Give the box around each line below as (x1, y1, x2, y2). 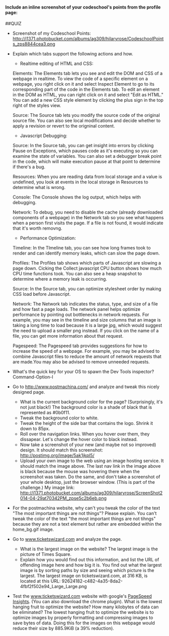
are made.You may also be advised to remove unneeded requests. (12, 359, 150, 365)
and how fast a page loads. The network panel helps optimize (12, 306, 141, 312)
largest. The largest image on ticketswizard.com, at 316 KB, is (20, 573, 148, 579)
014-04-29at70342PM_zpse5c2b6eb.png (20, 495, 107, 501)
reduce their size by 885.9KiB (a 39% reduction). (12, 625, 114, 631)
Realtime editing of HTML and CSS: (20, 60, 94, 67)
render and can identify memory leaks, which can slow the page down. (12, 250, 160, 257)
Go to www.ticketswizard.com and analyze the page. (12, 536, 122, 542)
